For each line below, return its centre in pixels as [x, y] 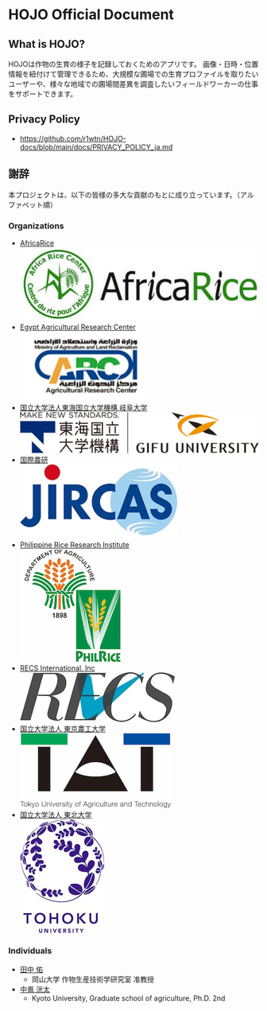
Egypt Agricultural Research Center [78, 327]
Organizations [36, 226]
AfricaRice [37, 243]
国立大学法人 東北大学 [56, 815]
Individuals [30, 951]
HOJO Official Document [91, 15]
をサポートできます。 [43, 94]
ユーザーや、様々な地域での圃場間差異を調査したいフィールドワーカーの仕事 [133, 84]
